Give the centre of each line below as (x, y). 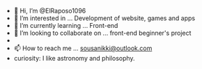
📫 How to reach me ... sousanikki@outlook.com (83, 48)
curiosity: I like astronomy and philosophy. (74, 58)
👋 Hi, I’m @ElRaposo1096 (50, 11)
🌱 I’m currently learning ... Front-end (66, 25)
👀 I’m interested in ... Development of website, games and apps (104, 18)
